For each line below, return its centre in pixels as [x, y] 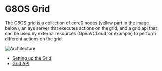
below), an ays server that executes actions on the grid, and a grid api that [81, 28]
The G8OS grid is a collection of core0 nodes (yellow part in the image [77, 23]
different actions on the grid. [34, 39]
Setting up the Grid [31, 58]
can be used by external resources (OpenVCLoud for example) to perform [81, 33]
